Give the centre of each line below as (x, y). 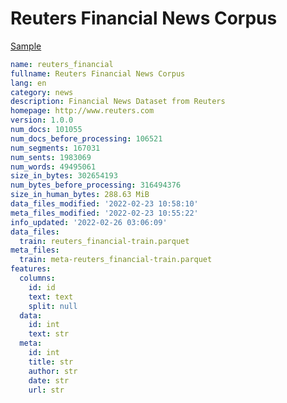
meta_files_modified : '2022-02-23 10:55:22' (104, 213)
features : (31, 269)
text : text (51, 297)
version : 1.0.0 (42, 120)
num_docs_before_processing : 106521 (86, 138)
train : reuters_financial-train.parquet (104, 241)
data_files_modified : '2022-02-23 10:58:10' (104, 204)
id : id (42, 287)
